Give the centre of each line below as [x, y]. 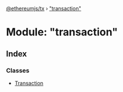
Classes [18, 70]
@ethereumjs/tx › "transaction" [44, 8]
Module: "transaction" [62, 32]
